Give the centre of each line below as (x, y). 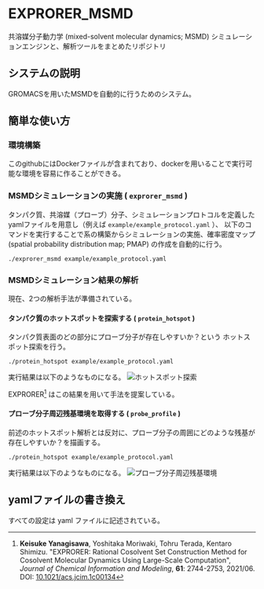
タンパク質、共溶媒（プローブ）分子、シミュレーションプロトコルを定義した (132, 214)
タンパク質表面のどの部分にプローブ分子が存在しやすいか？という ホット (126, 337)
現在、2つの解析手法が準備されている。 (72, 298)
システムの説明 (44, 73)
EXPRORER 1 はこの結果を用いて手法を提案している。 (93, 393)
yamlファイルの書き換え (67, 500)
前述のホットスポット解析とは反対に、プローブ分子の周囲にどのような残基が (132, 433)
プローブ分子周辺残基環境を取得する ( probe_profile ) (94, 414)
